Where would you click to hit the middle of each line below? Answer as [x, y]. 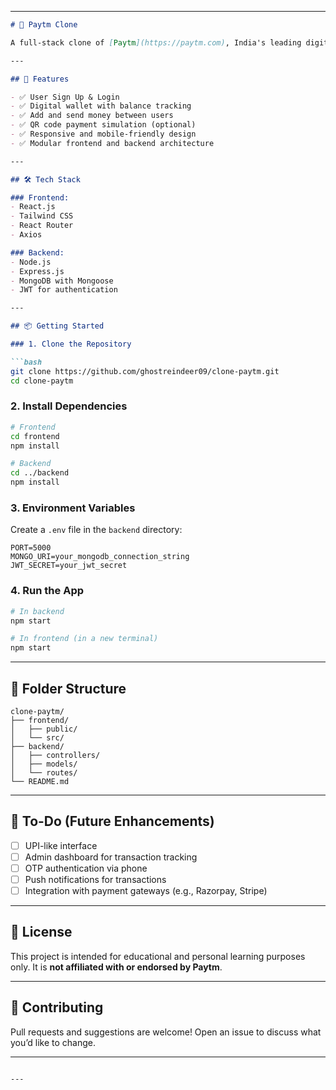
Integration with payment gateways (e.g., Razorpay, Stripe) [146, 891]
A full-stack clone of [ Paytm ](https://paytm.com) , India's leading [156, 42]
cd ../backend [40, 473]
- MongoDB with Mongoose [62, 281]
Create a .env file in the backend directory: [96, 530]
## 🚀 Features [40, 79]
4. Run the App [47, 591]
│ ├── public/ [44, 729]
